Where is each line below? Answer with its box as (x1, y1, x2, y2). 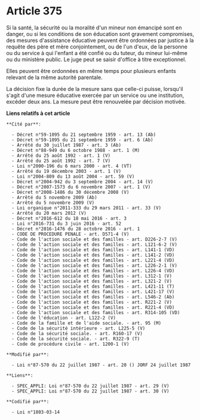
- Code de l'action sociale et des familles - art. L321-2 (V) (11, 278, 172, 284)
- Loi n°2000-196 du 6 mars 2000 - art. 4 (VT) (11, 163, 133, 169)
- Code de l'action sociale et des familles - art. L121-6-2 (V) (11, 241, 178, 248)
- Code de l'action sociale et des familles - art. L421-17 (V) (11, 288, 175, 294)
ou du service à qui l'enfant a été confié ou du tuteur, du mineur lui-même (6, 49, 188, 56)
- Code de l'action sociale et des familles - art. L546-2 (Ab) (11, 294, 175, 300)
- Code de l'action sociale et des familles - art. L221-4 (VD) (11, 257, 175, 263)
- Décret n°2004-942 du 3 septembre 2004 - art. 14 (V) (11, 178, 153, 185)
